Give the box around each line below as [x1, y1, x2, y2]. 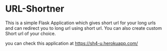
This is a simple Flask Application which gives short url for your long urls [5, 20, 156, 26]
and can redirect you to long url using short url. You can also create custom [5, 25, 162, 31]
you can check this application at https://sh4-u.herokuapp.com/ [5, 40, 138, 46]
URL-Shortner [5, 3, 65, 15]
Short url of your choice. [5, 30, 57, 36]
